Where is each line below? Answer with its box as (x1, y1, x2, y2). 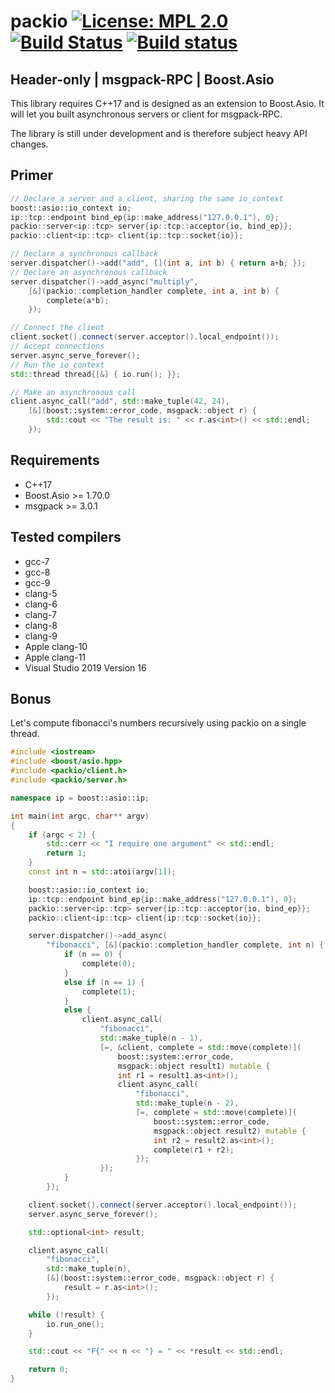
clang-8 (24, 619, 58, 631)
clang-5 (24, 587, 58, 599)
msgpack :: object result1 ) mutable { (117, 1061, 271, 1071)
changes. (10, 138, 49, 150)
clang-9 (24, 630, 58, 642)
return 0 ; (28, 1365, 70, 1375)
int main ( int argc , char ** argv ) (10, 811, 150, 821)
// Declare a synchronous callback (10, 249, 159, 259)
